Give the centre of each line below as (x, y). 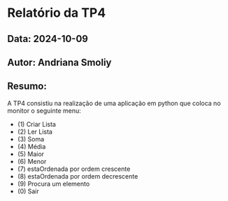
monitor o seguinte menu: (44, 111)
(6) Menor (32, 161)
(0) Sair (28, 191)
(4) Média (31, 146)
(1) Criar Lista (36, 124)
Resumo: (27, 86)
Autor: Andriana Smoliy (59, 62)
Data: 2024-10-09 (48, 39)
